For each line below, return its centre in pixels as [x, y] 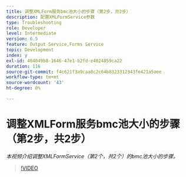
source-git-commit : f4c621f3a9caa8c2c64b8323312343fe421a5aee [84, 72]
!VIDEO [29, 168]
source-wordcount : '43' [35, 83]
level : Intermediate [31, 34]
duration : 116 [24, 66]
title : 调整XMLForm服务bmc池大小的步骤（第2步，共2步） [69, 11]
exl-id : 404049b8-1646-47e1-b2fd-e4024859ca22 [64, 61]
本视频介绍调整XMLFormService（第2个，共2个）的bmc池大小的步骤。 [92, 156]
